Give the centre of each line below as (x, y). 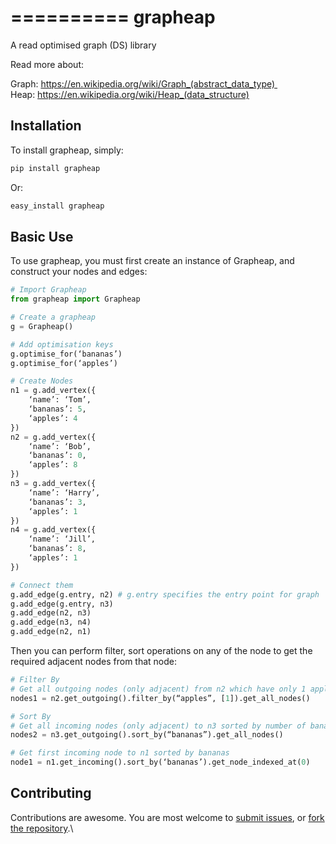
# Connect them (42, 585)
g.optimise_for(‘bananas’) (66, 354)
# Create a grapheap (53, 317)
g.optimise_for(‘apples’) (64, 363)
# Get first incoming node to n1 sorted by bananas (120, 753)
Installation (46, 126)
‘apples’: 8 (53, 465)
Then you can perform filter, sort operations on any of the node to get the (161, 651)
